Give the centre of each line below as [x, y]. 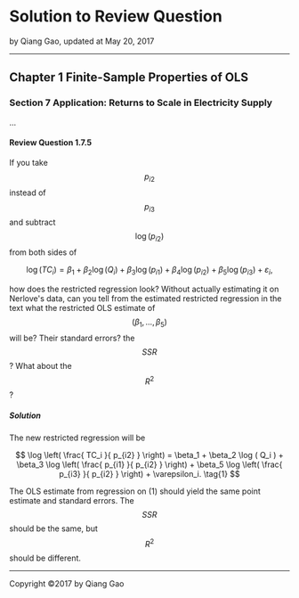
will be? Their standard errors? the [72, 338]
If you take [29, 162]
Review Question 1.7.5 [51, 143]
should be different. [45, 558]
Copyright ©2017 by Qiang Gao [67, 584]
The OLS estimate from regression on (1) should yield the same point [135, 491]
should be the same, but [53, 528]
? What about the [41, 365]
